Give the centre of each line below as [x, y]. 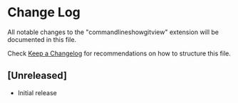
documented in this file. [42, 39]
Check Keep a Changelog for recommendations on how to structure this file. [119, 53]
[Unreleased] [37, 76]
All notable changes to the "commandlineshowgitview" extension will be [113, 32]
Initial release [37, 92]
